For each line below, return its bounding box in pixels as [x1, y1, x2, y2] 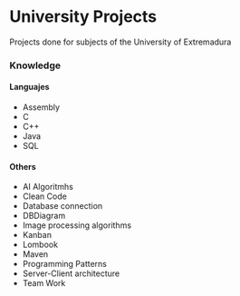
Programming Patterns [22, 259, 107, 270]
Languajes [9, 82, 50, 93]
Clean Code [22, 191, 68, 202]
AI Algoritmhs [22, 182, 74, 192]
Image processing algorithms [22, 220, 132, 231]
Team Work [22, 278, 66, 289]
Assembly [22, 102, 61, 113]
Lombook [22, 239, 59, 251]
